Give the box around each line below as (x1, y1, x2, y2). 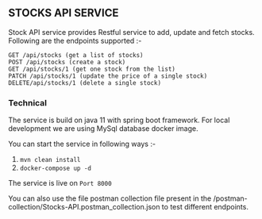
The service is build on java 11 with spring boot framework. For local (8, 115, 230, 125)
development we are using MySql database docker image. (8, 124, 198, 133)
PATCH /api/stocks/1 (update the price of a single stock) (8, 71, 208, 80)
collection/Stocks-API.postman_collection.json (8, 202, 160, 212)
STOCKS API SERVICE (8, 6, 119, 20)
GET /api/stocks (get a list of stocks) (8, 51, 144, 59)
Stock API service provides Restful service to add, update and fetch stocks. (8, 27, 256, 36)
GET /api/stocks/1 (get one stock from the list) (8, 65, 176, 73)
